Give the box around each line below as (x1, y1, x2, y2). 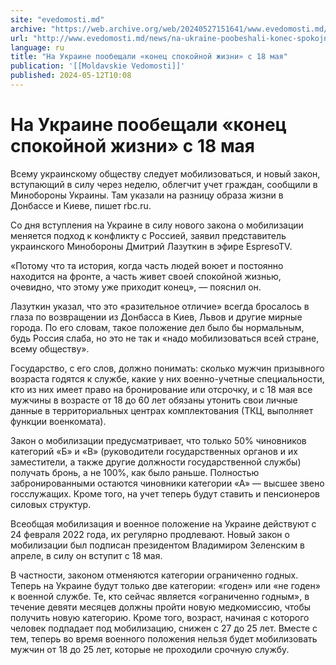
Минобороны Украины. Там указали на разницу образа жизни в (10, 189, 284, 201)
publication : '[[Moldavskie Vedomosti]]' (10, 61, 186, 71)
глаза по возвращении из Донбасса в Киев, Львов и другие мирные (10, 311, 303, 323)
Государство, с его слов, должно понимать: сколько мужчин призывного (10, 362, 325, 374)
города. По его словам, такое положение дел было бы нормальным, (10, 321, 305, 333)
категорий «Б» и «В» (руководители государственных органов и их (10, 445, 298, 457)
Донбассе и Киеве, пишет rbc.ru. (10, 199, 152, 211)
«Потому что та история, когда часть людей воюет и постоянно (10, 259, 284, 271)
